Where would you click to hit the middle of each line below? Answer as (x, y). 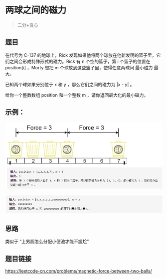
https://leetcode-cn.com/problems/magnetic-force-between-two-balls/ (79, 271)
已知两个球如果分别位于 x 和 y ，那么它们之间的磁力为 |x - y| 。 (70, 84)
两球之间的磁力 (36, 10)
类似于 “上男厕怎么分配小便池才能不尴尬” (47, 242)
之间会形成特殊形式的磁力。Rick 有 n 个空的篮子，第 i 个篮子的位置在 (80, 61)
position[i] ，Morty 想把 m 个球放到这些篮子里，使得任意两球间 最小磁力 (79, 67)
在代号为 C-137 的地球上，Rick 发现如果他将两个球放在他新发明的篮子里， (81, 55)
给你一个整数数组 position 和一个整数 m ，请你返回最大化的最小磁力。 (77, 95)
